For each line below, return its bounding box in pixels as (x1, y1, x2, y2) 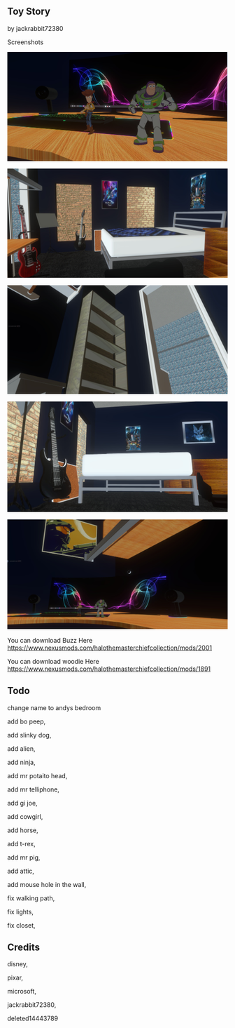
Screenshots (7, 38, 44, 46)
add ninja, (7, 758, 36, 766)
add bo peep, (7, 717, 46, 726)
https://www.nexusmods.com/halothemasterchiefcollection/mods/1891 (7, 665, 211, 673)
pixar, (7, 973, 23, 982)
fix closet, (7, 921, 36, 929)
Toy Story (7, 6, 51, 18)
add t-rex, (7, 839, 36, 848)
